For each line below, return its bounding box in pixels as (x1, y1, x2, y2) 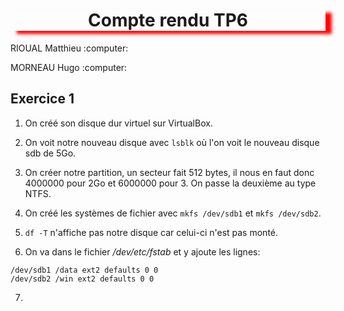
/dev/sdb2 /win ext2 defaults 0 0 (10, 274, 155, 284)
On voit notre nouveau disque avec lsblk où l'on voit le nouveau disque (24, 136, 320, 148)
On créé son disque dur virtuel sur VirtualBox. (24, 117, 213, 129)
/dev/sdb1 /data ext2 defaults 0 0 (10, 265, 159, 275)
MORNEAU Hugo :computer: (10, 61, 128, 73)
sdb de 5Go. (24, 147, 77, 159)
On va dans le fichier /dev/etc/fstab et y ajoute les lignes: (24, 245, 261, 258)
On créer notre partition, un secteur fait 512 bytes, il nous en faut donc (24, 166, 315, 178)
